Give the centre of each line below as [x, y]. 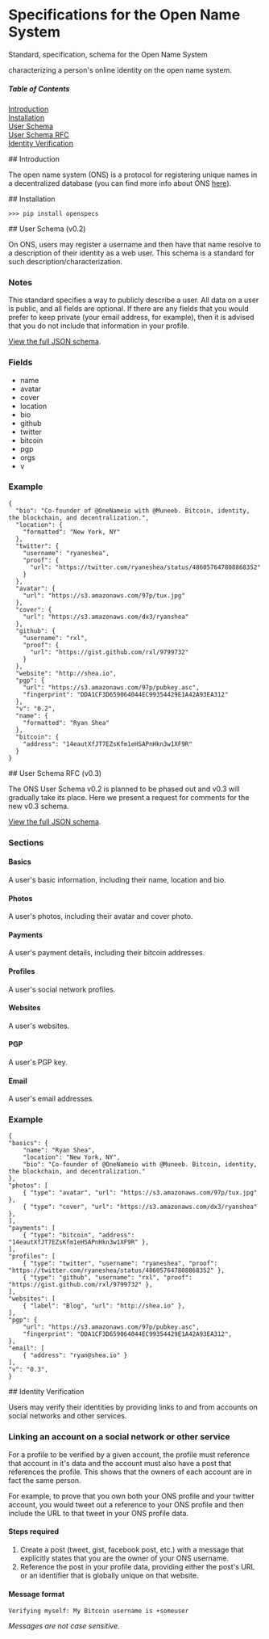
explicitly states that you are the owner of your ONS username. [124, 1558]
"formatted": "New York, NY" [72, 532]
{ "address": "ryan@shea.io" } [75, 1355]
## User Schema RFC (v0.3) [55, 773]
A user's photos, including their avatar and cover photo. [101, 916]
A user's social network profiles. [62, 989]
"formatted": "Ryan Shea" [66, 723]
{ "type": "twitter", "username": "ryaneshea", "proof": [120, 1264]
